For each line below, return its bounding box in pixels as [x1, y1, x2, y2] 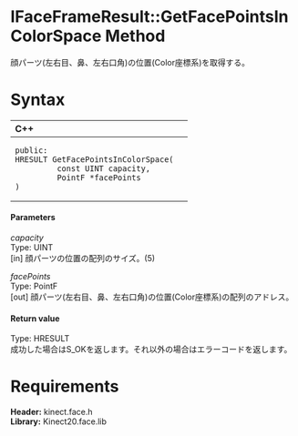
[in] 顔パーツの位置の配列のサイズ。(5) [10, 253, 156, 264]
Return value [10, 312, 60, 324]
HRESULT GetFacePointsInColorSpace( [15, 154, 174, 165]
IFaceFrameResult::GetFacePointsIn [10, 6, 289, 27]
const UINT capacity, [57, 163, 151, 174]
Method [105, 25, 166, 46]
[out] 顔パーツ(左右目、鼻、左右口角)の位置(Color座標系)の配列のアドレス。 [10, 291, 294, 302]
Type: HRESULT [10, 333, 70, 344]
